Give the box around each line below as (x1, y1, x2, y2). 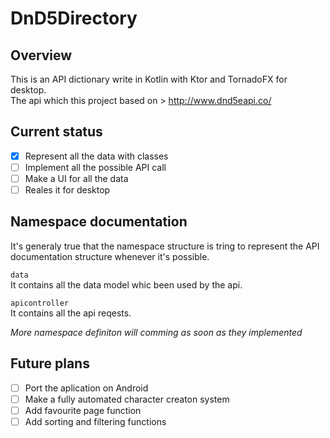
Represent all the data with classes (24, 150, 169, 162)
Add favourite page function (24, 404, 142, 416)
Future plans (10, 355, 90, 372)
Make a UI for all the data (24, 172, 129, 184)
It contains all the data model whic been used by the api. (10, 278, 243, 291)
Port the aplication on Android (24, 382, 149, 394)
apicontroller (10, 298, 70, 308)
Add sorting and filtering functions (24, 415, 167, 427)
